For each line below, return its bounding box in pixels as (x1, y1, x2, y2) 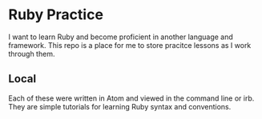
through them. (8, 49, 55, 58)
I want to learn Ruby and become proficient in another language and (8, 32, 234, 42)
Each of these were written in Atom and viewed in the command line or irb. (8, 93, 255, 103)
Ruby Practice (8, 6, 104, 24)
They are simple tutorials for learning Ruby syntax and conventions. (8, 101, 232, 111)
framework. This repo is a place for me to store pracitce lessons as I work (8, 40, 252, 50)
